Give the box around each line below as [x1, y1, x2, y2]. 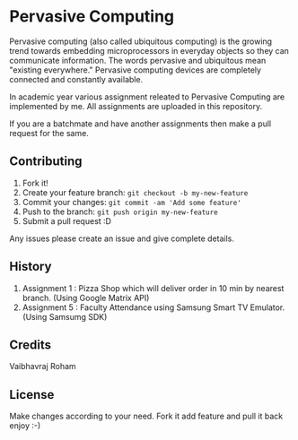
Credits [9, 337, 52, 352]
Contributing [9, 154, 83, 169]
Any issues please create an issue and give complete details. [9, 233, 235, 244]
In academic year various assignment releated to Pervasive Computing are [9, 91, 285, 102]
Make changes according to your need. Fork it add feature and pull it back [9, 410, 284, 422]
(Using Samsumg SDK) [22, 311, 108, 322]
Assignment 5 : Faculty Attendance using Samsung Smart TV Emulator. [22, 302, 285, 313]
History [9, 259, 52, 274]
